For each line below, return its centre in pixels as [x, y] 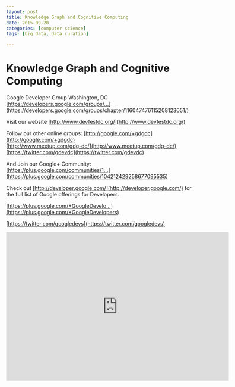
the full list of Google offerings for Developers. [63, 195]
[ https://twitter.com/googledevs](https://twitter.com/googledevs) [85, 224]
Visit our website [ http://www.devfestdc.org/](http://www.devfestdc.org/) [96, 122]
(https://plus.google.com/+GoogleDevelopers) [63, 213]
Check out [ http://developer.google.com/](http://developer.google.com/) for [99, 188]
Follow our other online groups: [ [46, 133]
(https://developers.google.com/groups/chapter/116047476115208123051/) [97, 110]
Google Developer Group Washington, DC [57, 98]
